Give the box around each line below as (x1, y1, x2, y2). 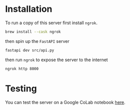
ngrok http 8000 (5, 66, 39, 71)
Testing (5, 83, 37, 94)
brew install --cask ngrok (5, 29, 61, 34)
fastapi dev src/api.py (5, 48, 55, 53)
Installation (5, 3, 53, 15)
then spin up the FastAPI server (5, 38, 69, 44)
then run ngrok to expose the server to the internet (5, 57, 108, 63)
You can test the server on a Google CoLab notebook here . (5, 99, 126, 105)
